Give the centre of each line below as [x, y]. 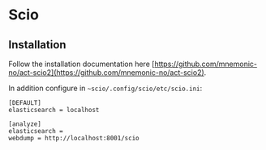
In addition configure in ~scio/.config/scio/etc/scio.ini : [105, 88]
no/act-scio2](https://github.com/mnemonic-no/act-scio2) [106, 73]
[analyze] [25, 124]
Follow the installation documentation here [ [82, 64]
